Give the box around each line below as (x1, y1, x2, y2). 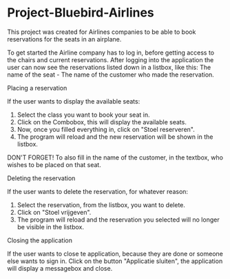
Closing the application (7, 236, 72, 244)
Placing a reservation (7, 84, 67, 92)
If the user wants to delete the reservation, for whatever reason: (7, 187, 188, 195)
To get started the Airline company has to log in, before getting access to (7, 48, 215, 57)
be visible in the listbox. (17, 222, 85, 231)
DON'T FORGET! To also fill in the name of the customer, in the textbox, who (7, 153, 224, 162)
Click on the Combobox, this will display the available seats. (17, 117, 187, 126)
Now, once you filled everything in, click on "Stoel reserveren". (17, 125, 195, 133)
